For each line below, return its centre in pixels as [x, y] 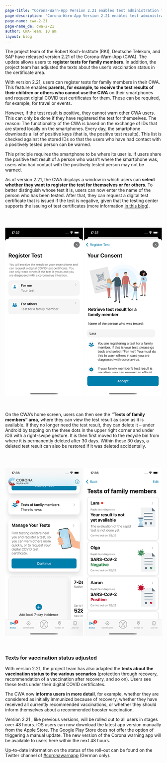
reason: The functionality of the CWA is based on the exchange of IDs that [81, 123]
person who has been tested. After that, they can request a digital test [77, 195]
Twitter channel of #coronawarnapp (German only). [58, 756]
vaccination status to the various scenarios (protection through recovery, [82, 674]
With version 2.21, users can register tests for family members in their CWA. [83, 82]
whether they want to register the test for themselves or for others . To [79, 185]
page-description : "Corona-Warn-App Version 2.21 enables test [72, 16]
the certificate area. [25, 72]
